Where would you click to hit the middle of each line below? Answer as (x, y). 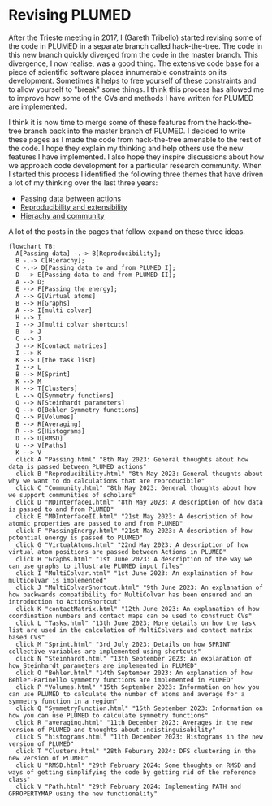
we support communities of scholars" (72, 495)
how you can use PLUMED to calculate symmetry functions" (108, 715)
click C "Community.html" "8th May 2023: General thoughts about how (136, 488)
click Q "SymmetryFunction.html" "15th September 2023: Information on (140, 708)
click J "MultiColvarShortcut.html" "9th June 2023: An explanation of (140, 587)
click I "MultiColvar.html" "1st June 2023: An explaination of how (134, 573)
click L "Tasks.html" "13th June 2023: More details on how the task (136, 623)
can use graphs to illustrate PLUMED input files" (96, 566)
